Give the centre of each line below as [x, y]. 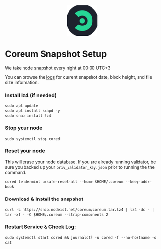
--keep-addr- [139, 182]
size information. [22, 82]
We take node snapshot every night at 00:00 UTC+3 [58, 68]
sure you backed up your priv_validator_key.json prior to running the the [80, 167]
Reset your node [25, 151]
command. [16, 172]
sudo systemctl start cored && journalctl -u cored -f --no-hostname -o [81, 238]
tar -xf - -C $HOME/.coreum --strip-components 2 [57, 215]
